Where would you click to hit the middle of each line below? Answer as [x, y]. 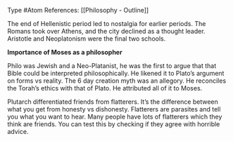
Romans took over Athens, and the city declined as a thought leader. [106, 31]
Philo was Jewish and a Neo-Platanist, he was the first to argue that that [112, 66]
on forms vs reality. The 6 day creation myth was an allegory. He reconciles [117, 81]
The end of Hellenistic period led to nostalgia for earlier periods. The [107, 23]
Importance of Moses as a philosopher [65, 52]
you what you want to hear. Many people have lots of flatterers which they [115, 116]
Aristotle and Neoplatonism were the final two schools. [87, 39]
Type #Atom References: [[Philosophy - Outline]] [78, 10]
